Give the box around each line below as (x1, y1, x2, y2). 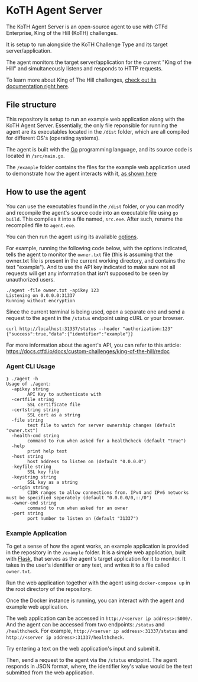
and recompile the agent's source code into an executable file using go (6, 209, 178, 216)
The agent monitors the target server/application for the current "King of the (6, 59, 192, 66)
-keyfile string (11, 464, 51, 470)
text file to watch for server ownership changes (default (27, 422, 176, 428)
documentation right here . (6, 82, 70, 89)
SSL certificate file (27, 402, 81, 408)
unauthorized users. (6, 276, 55, 283)
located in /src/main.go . (6, 152, 65, 159)
